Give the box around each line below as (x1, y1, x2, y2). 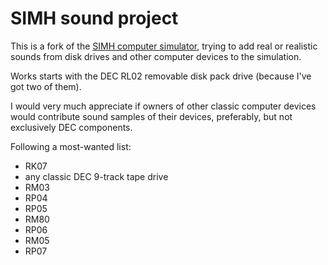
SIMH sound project (10, 7, 179, 30)
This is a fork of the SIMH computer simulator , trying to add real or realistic (10, 40, 318, 52)
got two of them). (10, 80, 82, 92)
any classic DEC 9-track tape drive (24, 170, 169, 182)
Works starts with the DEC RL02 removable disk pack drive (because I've (10, 70, 312, 82)
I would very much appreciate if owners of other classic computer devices (10, 100, 317, 112)
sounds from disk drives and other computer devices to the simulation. (10, 50, 302, 62)
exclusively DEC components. (10, 121, 133, 133)
